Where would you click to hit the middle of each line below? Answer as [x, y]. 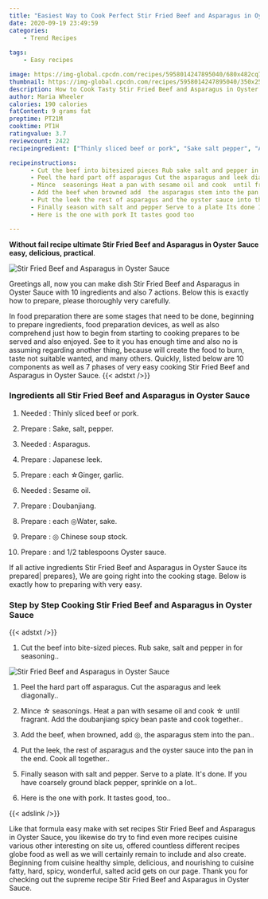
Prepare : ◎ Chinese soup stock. [74, 536]
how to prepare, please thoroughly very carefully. [90, 300]
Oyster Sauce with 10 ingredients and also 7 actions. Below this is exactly [129, 292]
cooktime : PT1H [34, 127]
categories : [29, 30]
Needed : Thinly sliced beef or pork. [80, 413]
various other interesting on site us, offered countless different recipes [124, 846]
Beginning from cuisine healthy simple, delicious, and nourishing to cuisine [132, 863]
